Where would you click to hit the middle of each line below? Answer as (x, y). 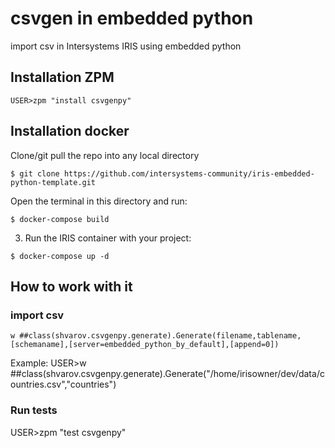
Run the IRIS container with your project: (108, 238)
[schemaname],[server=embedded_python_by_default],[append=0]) (145, 345)
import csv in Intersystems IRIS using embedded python (126, 46)
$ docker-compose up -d (60, 256)
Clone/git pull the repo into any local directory (105, 155)
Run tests (34, 410)
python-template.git (53, 182)
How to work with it (71, 286)
